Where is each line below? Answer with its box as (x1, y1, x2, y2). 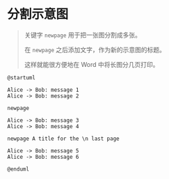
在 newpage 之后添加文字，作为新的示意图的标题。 (24, 45, 166, 54)
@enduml (7, 165, 30, 173)
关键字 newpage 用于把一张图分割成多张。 (24, 31, 141, 39)
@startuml (7, 74, 36, 81)
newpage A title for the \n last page (7, 135, 120, 142)
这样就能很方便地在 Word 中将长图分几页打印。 (24, 60, 159, 68)
